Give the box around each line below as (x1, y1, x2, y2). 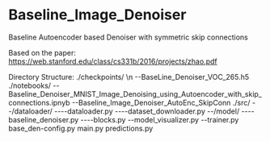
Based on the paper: (8, 48, 77, 57)
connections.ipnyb (8, 97, 70, 107)
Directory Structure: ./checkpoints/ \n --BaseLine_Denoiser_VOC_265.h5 (8, 72, 250, 81)
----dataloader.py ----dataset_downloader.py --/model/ (53, 106, 240, 116)
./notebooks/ (8, 81, 51, 90)
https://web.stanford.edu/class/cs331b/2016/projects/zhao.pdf (8, 56, 217, 66)
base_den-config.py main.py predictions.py (8, 123, 154, 133)
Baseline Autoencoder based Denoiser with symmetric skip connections (8, 32, 248, 42)
